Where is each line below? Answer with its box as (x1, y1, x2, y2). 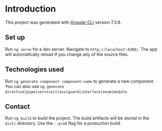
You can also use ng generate (5, 83, 65, 89)
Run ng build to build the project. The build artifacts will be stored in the (5, 115, 149, 121)
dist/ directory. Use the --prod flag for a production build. (5, 120, 121, 126)
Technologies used (5, 65, 64, 73)
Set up (5, 33, 25, 42)
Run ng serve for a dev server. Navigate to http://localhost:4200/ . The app (5, 46, 158, 52)
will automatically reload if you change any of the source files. (5, 51, 129, 57)
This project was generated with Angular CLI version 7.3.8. (5, 19, 122, 25)
